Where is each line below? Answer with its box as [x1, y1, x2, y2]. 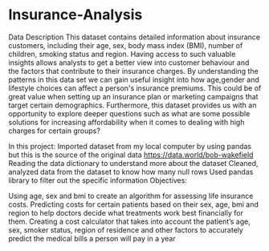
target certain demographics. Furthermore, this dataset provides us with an [8, 100, 257, 110]
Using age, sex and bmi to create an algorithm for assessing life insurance [8, 191, 254, 200]
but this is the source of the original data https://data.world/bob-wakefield [8, 150, 254, 160]
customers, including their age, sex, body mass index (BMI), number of [8, 40, 243, 50]
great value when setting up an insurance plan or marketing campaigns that [8, 91, 259, 101]
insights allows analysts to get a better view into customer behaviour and [8, 58, 250, 67]
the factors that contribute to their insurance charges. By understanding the [8, 66, 259, 75]
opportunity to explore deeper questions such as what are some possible [8, 108, 251, 118]
